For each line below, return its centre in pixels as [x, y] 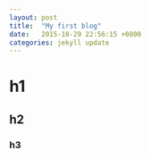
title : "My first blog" [55, 26]
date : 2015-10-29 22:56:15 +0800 [75, 34]
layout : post [33, 17]
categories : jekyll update [59, 42]
